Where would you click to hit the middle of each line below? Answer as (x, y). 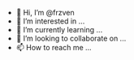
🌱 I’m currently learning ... (59, 30)
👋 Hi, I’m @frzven (45, 13)
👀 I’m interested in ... (50, 21)
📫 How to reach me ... (54, 47)
